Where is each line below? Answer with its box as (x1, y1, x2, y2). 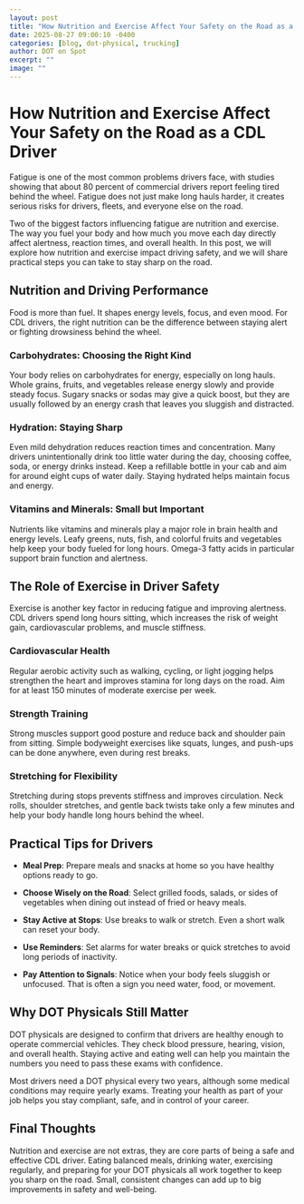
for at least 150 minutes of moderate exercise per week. (9, 684, 217, 695)
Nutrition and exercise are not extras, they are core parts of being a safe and (9, 1145, 295, 1156)
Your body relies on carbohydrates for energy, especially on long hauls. (9, 369, 276, 380)
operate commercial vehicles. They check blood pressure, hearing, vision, (9, 1038, 285, 1049)
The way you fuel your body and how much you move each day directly (9, 228, 277, 239)
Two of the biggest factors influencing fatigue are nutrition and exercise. (9, 218, 280, 229)
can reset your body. (22, 925, 100, 935)
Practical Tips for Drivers (9, 836, 154, 851)
